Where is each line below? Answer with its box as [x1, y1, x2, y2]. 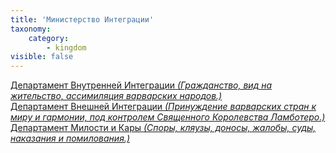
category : [28, 33, 70, 43]
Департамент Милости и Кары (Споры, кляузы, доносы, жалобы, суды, [10, 122, 317, 134]
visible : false [10, 52, 74, 62]
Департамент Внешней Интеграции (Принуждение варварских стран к [10, 101, 317, 113]
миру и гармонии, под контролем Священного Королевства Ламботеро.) [10, 111, 326, 123]
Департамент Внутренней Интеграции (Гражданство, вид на [10, 79, 273, 91]
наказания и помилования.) [10, 132, 130, 145]
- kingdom [46, 42, 87, 53]
